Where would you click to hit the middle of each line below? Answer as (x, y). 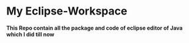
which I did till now (30, 34)
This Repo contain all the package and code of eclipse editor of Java (94, 28)
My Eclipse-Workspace (67, 11)
